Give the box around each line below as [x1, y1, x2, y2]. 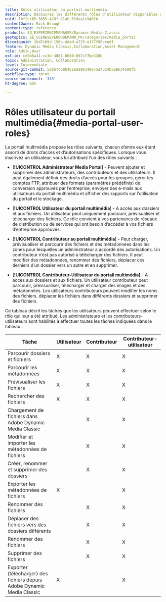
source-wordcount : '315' [5, 76, 56, 81]
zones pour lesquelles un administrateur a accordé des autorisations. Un [12, 246, 161, 252]
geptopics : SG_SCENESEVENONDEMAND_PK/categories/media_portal [5, 35, 136, 40]
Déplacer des [7, 515, 39, 522]
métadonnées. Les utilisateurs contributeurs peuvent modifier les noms [12, 288, 158, 294]
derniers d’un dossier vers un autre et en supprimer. [12, 262, 119, 268]
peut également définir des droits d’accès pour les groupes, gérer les [12, 174, 153, 181]
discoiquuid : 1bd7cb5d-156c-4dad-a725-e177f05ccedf [5, 40, 114, 45]
